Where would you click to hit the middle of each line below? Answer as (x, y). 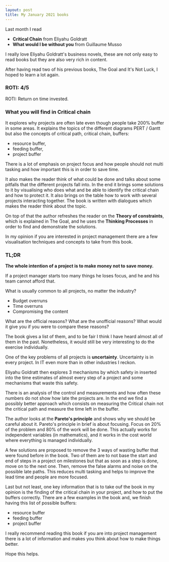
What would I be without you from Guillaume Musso (67, 44)
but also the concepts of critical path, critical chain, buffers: (67, 134)
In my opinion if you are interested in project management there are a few (81, 236)
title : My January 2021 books (37, 15)
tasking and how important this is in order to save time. (62, 170)
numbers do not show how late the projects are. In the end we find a (76, 398)
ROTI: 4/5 (17, 88)
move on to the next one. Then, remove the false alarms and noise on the (81, 466)
